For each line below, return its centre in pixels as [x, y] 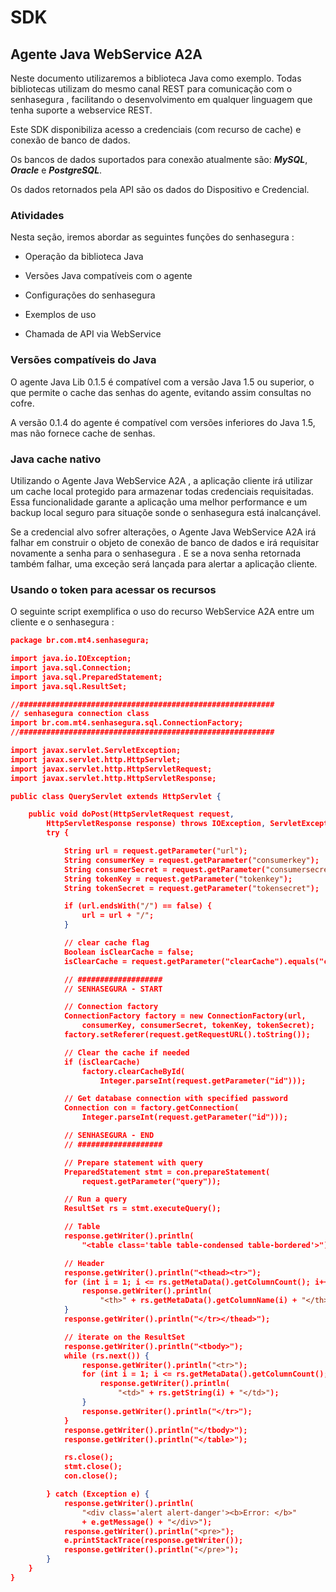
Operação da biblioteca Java [84, 257]
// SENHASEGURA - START [113, 989]
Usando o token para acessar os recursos [113, 589]
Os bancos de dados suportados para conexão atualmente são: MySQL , [159, 159]
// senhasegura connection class [80, 714]
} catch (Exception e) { [98, 1494]
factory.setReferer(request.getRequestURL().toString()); [187, 1035]
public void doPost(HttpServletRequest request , [131, 814]
